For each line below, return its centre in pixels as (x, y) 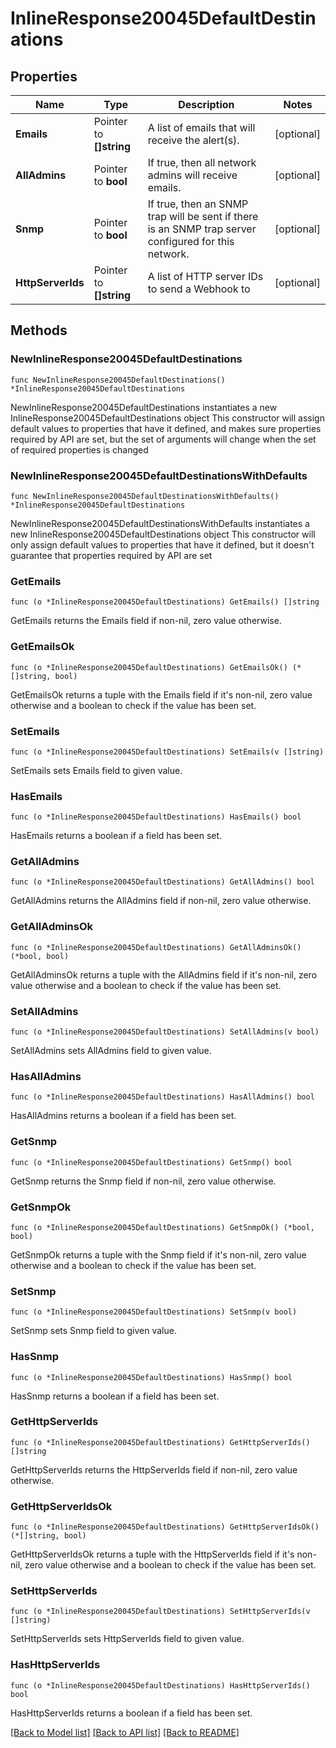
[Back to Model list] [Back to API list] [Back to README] (125, 1732)
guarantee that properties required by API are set (111, 555)
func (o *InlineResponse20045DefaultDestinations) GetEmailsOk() (149, 667)
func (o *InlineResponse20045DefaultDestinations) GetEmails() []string (165, 602)
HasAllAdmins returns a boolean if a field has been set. (123, 1116)
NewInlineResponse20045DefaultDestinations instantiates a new (144, 407)
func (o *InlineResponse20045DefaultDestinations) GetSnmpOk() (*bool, (162, 1227)
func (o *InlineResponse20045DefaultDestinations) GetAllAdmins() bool (162, 882)
